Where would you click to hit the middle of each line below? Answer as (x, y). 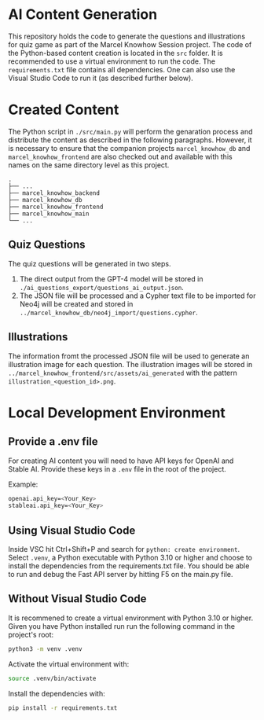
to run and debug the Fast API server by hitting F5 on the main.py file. (121, 575)
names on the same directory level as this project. (89, 165)
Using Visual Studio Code (72, 530)
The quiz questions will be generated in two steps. (90, 263)
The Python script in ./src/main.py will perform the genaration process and (130, 131)
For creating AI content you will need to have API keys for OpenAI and (121, 461)
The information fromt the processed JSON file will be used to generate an (129, 356)
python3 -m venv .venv (45, 649)
